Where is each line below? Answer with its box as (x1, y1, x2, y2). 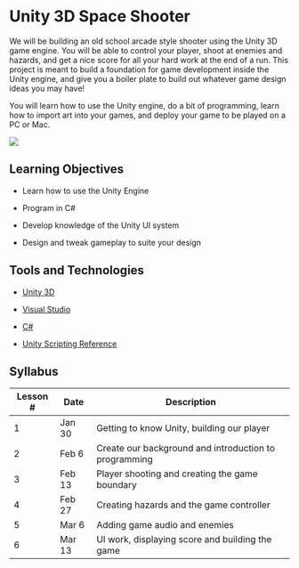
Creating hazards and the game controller (96, 499, 271, 511)
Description (166, 396, 216, 409)
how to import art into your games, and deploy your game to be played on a (9, 110, 287, 120)
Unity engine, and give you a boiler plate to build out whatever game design (9, 73, 287, 84)
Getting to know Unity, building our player (96, 422, 271, 434)
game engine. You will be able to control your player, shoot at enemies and (9, 45, 283, 55)
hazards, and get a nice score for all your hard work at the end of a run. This (9, 54, 289, 65)
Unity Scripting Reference (21, 338, 117, 349)
